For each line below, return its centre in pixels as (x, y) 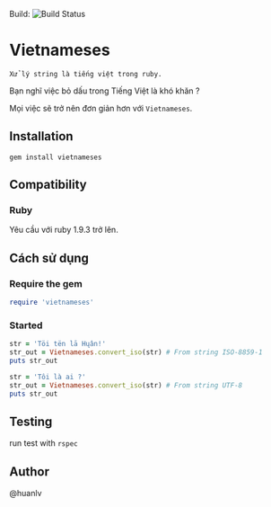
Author (29, 471)
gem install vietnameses (56, 157)
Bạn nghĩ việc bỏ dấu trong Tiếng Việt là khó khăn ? (105, 91)
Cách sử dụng (49, 258)
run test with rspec (44, 443)
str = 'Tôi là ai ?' (48, 377)
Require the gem (46, 283)
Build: (20, 14)
